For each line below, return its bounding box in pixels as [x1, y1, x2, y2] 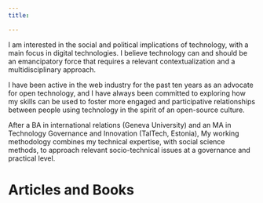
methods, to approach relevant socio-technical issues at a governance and [8, 145, 251, 154]
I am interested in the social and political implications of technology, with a [8, 40, 249, 49]
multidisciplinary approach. [8, 64, 97, 74]
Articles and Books [8, 181, 135, 198]
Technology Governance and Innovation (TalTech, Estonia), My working [8, 129, 239, 138]
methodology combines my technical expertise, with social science [8, 136, 225, 146]
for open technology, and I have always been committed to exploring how [8, 88, 246, 98]
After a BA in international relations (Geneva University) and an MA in [8, 120, 232, 129]
